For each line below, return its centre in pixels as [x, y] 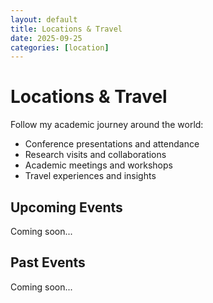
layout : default [44, 19]
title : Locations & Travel [66, 29]
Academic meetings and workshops [98, 165]
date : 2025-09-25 [46, 38]
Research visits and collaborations [95, 155]
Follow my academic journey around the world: [107, 125]
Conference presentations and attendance [112, 144]
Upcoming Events [66, 207]
